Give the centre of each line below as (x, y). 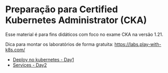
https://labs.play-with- (138, 44)
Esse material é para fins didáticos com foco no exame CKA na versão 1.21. (84, 34)
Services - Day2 (30, 65)
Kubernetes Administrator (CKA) (76, 20)
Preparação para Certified (62, 9)
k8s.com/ (15, 50)
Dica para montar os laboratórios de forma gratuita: (59, 44)
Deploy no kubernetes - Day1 (43, 59)
